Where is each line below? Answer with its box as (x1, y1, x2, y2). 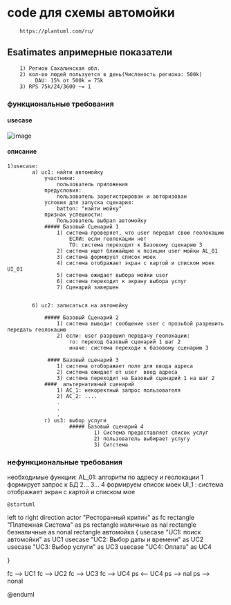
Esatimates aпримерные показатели (7, 46, 173, 58)
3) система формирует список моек (56, 254, 156, 261)
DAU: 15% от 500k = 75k (35, 77, 104, 84)
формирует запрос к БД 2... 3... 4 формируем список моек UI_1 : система (7, 480, 223, 489)
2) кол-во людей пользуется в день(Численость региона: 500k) (19, 71, 203, 78)
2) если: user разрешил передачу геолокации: (56, 332, 190, 340)
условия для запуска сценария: (44, 199, 135, 206)
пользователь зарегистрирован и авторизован (56, 193, 187, 200)
